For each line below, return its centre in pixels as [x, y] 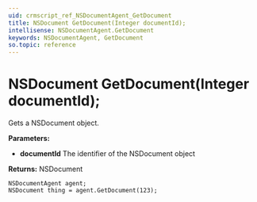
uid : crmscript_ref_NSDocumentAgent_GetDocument [90, 15]
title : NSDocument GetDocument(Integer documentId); [97, 23]
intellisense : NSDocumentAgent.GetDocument [81, 30]
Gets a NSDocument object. [54, 123]
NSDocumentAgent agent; [48, 184]
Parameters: [29, 139]
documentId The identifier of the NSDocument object [107, 154]
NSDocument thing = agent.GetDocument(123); [83, 191]
